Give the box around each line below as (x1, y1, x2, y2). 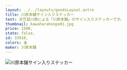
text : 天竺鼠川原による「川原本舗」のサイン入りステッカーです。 (5, 17, 124, 22)
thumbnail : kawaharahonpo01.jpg (5, 21, 74, 27)
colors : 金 (5, 40, 28, 45)
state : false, (5, 31, 36, 36)
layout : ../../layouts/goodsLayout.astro (5, 7, 94, 13)
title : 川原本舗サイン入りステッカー (5, 12, 75, 17)
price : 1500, (5, 26, 33, 31)
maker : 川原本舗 (5, 45, 37, 50)
